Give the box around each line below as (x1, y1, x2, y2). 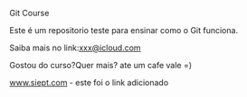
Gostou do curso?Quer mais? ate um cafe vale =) (9, 60, 193, 70)
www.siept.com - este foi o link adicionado (9, 77, 169, 88)
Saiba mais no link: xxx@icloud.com (9, 42, 142, 53)
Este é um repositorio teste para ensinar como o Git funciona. (9, 25, 238, 35)
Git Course (9, 8, 50, 18)
